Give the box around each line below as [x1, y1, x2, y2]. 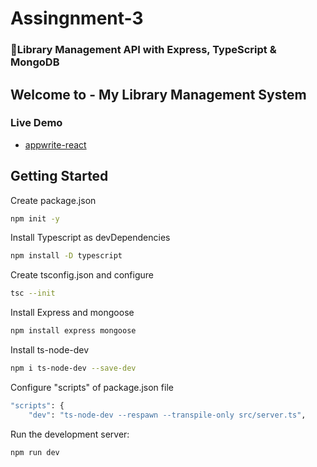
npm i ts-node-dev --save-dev [10, 363, 137, 374]
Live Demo [10, 116, 63, 130]
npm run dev [10, 447, 60, 457]
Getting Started [10, 168, 109, 185]
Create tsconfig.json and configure [10, 269, 154, 281]
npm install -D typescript [10, 251, 123, 261]
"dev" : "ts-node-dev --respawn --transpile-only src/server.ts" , [28, 410, 307, 420]
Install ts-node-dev [10, 344, 90, 356]
